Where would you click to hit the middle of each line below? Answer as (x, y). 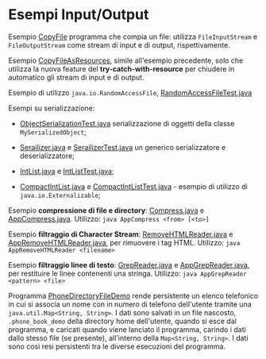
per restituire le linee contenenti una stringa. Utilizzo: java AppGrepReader (128, 273)
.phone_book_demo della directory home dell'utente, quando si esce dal (122, 321)
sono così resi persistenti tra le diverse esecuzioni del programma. (117, 346)
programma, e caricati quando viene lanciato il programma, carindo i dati (127, 329)
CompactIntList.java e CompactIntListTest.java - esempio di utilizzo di (133, 186)
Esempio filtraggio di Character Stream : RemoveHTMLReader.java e (121, 234)
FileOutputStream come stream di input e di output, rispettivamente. (119, 44)
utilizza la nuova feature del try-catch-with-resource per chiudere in (121, 68)
